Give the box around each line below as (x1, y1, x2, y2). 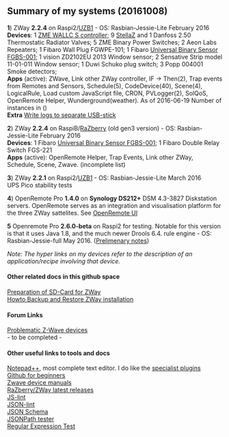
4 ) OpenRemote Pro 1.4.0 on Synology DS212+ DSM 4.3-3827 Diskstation (7, 194, 217, 202)
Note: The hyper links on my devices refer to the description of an (7, 250, 193, 258)
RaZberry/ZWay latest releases (7, 386, 94, 394)
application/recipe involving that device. (7, 256, 121, 265)
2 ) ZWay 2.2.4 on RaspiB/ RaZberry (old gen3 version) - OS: (7, 124, 176, 132)
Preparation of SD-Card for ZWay (7, 288, 101, 296)
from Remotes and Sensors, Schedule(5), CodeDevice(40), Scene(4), (7, 81, 203, 90)
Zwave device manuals (7, 379, 72, 387)
